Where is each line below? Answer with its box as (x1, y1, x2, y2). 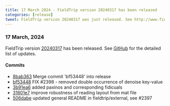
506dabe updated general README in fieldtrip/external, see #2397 (12, 95, 152, 101)
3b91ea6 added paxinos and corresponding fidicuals (12, 84, 123, 90)
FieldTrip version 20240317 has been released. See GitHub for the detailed (5, 45, 161, 51)
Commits (5, 62, 25, 68)
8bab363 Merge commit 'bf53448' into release (12, 73, 111, 79)
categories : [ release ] (5, 12, 53, 17)
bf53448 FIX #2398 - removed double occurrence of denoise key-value (12, 79, 163, 85)
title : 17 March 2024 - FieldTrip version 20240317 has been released (5, 7, 157, 13)
